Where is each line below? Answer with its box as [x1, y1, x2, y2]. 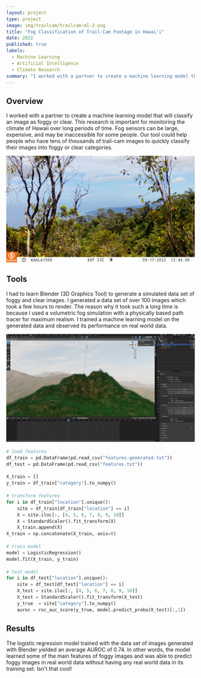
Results [6, 623, 35, 634]
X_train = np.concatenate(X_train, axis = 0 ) [6, 531, 117, 537]
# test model [6, 569, 39, 575]
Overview [6, 96, 44, 106]
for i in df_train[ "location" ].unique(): [6, 499, 111, 505]
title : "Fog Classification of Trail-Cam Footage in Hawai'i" [6, 29, 165, 35]
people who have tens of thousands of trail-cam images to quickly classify [6, 138, 190, 145]
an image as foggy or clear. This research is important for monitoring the [6, 118, 185, 126]
